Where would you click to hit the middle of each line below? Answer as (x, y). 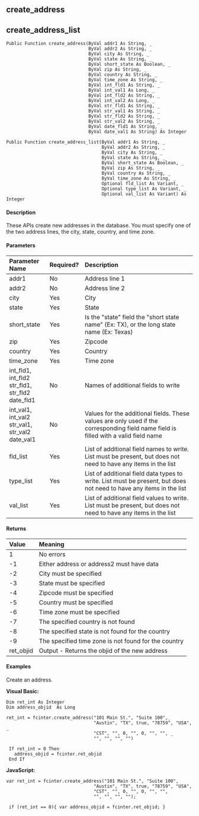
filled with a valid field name (123, 435)
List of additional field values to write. (137, 498)
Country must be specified (76, 603)
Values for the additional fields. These (137, 413)
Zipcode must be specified (76, 592)
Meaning (52, 544)
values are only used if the (121, 420)
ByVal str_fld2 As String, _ (124, 116)
